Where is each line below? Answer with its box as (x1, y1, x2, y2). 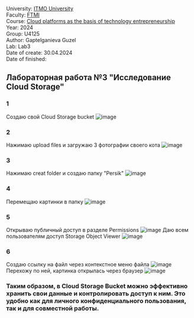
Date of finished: (6, 56, 47, 62)
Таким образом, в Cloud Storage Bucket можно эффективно (6, 282, 188, 290)
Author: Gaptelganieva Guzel (6, 37, 76, 43)
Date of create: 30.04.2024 (6, 49, 73, 56)
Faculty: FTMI (6, 11, 40, 18)
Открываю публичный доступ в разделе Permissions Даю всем (6, 226, 189, 233)
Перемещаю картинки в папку (6, 198, 84, 205)
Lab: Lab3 (6, 43, 31, 50)
